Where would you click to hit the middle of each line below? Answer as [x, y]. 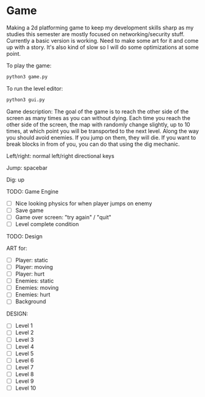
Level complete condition [47, 224]
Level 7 [24, 367]
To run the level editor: [35, 88]
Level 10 [26, 388]
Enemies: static [34, 281]
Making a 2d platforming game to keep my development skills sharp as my [100, 28]
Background [31, 301]
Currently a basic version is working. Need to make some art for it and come [102, 40]
